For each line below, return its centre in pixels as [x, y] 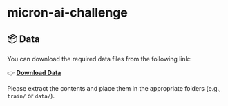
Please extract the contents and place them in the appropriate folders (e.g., [114, 88]
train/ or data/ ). [31, 96]
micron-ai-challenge [67, 13]
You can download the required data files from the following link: [99, 59]
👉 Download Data [34, 73]
